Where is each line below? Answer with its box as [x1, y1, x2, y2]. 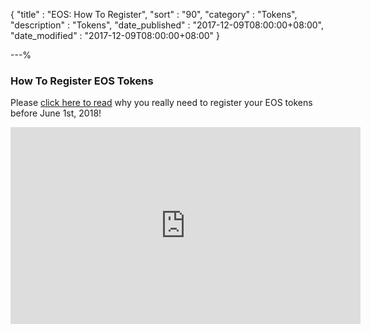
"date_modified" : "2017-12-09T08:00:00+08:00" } [10, 30, 221, 41]
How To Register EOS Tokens [10, 74, 154, 88]
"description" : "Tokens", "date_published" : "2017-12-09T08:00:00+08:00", [10, 19, 324, 31]
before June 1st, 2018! [10, 107, 102, 119]
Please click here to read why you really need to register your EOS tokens [10, 97, 313, 109]
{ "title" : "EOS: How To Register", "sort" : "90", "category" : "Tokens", [10, 9, 298, 20]
